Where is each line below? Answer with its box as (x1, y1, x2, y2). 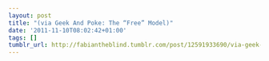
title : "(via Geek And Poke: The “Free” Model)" (8, 19, 174, 27)
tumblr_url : (8, 41, 48, 49)
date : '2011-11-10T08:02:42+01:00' (8, 26, 127, 34)
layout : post (8, 11, 52, 20)
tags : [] (8, 33, 38, 42)
